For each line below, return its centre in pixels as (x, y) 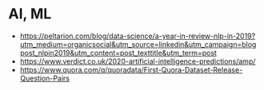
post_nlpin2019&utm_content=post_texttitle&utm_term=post (118, 53)
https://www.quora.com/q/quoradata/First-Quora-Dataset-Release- (131, 69)
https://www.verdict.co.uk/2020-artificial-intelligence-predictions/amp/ (138, 61)
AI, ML (30, 14)
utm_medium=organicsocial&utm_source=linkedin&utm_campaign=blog (138, 44)
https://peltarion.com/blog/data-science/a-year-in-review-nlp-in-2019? (138, 36)
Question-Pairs (45, 78)
